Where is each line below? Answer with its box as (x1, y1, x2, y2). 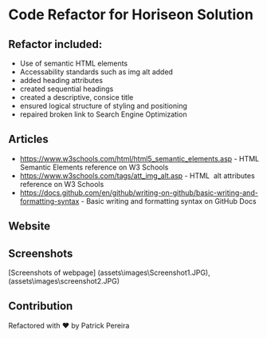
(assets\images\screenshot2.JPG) (8, 276, 120, 286)
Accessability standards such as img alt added (19, 67, 174, 77)
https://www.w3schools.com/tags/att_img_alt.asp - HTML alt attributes (19, 170, 255, 181)
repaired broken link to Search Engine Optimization (19, 109, 187, 119)
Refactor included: (8, 38, 103, 51)
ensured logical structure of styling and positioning (19, 101, 187, 110)
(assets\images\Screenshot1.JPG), (97, 268, 211, 277)
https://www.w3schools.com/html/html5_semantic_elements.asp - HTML (19, 153, 260, 163)
